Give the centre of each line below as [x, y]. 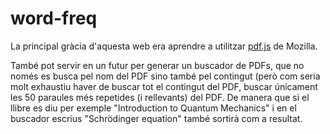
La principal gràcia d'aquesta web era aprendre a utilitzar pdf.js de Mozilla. [164, 46]
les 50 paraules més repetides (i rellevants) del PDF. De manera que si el [160, 97]
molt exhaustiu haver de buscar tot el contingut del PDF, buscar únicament [164, 86]
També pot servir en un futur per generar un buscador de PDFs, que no [157, 65]
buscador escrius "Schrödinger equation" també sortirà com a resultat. [156, 118]
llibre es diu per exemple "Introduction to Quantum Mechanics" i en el [153, 108]
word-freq [54, 18]
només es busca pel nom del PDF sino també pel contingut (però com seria [165, 76]
